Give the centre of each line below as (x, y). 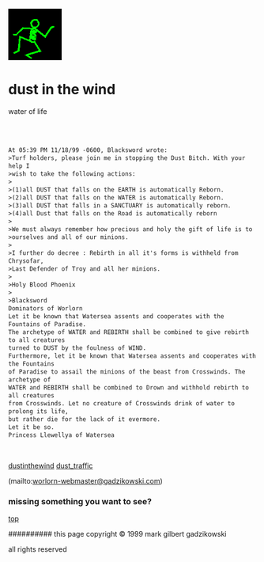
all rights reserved (38, 549)
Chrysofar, (26, 261)
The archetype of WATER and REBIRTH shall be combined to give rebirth (128, 332)
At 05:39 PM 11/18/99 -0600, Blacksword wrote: (88, 150)
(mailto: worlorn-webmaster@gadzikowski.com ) (86, 480)
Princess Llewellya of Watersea (61, 435)
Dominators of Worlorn (45, 308)
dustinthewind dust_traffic (51, 465)
